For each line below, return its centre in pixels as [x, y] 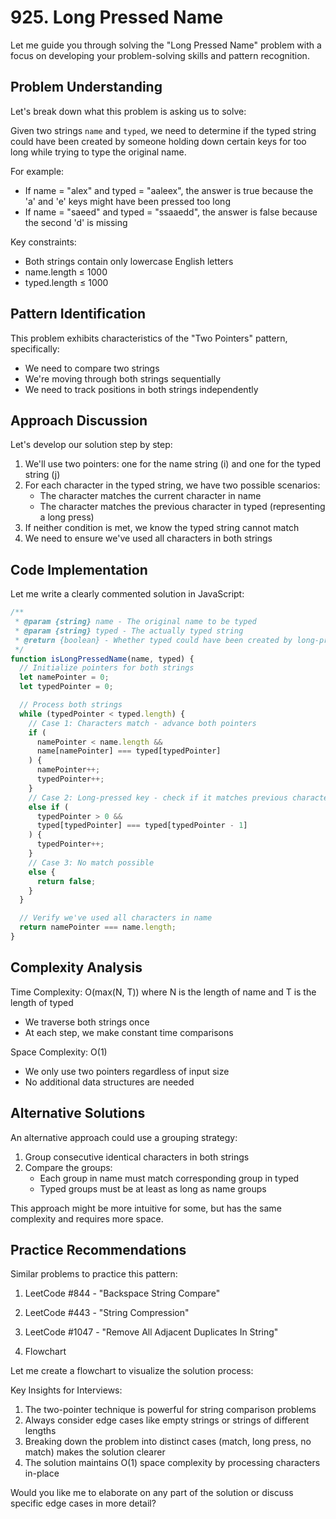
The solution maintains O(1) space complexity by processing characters [172, 1463]
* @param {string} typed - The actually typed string [129, 631]
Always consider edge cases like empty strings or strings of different [167, 1420]
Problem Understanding [86, 87]
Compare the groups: [68, 1167]
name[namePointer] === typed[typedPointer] [129, 751]
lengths [40, 1431]
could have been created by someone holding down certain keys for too [158, 141]
